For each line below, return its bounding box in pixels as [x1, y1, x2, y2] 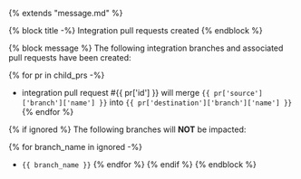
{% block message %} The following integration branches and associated [8, 42, 284, 53]
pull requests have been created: [8, 52, 132, 62]
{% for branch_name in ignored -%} [8, 142, 142, 152]
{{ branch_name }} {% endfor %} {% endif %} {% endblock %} [21, 159, 257, 170]
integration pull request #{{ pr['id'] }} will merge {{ [21, 88, 210, 98]
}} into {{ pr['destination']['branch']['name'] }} [98, 97, 293, 108]
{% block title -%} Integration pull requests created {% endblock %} [8, 25, 264, 35]
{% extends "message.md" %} [8, 8, 123, 18]
